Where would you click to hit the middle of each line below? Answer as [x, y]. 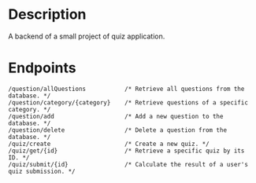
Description [47, 15]
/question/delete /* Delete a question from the [117, 130]
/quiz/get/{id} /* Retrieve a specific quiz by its [126, 151]
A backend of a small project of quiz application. [87, 36]
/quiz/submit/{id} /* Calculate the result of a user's [128, 164]
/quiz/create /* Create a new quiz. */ [109, 144]
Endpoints [42, 68]
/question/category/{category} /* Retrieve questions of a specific [128, 102]
